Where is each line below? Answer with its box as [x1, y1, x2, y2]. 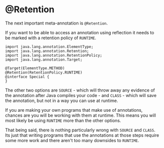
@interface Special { [5, 74, 50, 79]
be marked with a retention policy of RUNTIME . [5, 35, 97, 41]
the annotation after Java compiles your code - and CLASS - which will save [5, 92, 157, 98]
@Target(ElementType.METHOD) [5, 66, 65, 71]
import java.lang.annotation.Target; [5, 57, 83, 62]
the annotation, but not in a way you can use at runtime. [5, 98, 118, 103]
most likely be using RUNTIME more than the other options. [5, 117, 122, 123]
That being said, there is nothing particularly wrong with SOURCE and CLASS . [5, 127, 156, 133]
